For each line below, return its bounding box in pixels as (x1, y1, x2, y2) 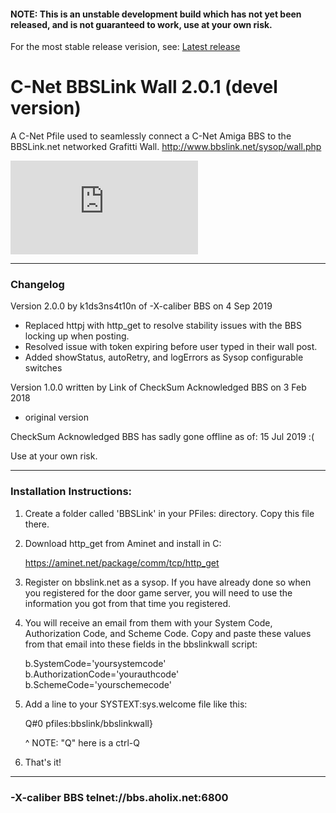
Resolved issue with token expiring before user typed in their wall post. (24, 341, 318, 353)
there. (24, 518, 50, 530)
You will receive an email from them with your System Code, (24, 616, 273, 629)
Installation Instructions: (10, 485, 133, 499)
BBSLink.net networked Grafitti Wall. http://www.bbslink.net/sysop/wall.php (10, 141, 322, 153)
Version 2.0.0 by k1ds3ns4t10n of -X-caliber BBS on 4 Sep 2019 (10, 300, 273, 312)
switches (24, 362, 63, 374)
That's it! (24, 756, 62, 768)
